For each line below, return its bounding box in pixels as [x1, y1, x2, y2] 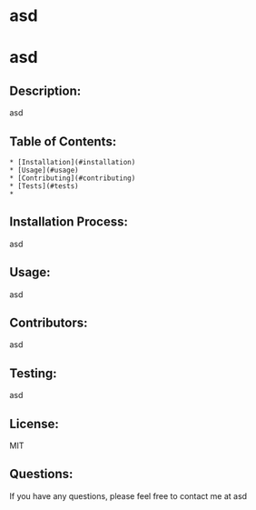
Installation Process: [9, 215, 129, 230]
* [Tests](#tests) [9, 182, 79, 191]
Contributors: [9, 315, 88, 331]
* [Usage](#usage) [9, 165, 79, 175]
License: [9, 415, 59, 432]
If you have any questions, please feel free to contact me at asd [9, 490, 248, 501]
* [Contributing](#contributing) [9, 174, 136, 183]
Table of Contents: [9, 134, 117, 149]
